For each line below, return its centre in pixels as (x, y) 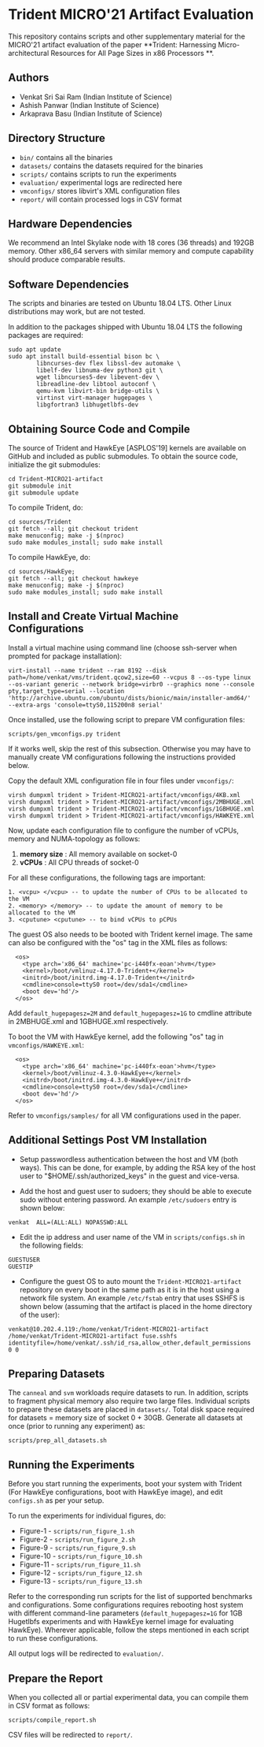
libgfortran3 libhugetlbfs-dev (88, 405)
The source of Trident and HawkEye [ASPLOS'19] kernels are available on (127, 448)
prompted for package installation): (65, 656)
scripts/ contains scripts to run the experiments (98, 174)
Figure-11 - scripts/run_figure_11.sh (80, 1564)
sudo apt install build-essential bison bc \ (84, 357)
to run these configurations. (53, 1638)
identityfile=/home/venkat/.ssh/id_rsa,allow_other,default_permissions (130, 1343)
